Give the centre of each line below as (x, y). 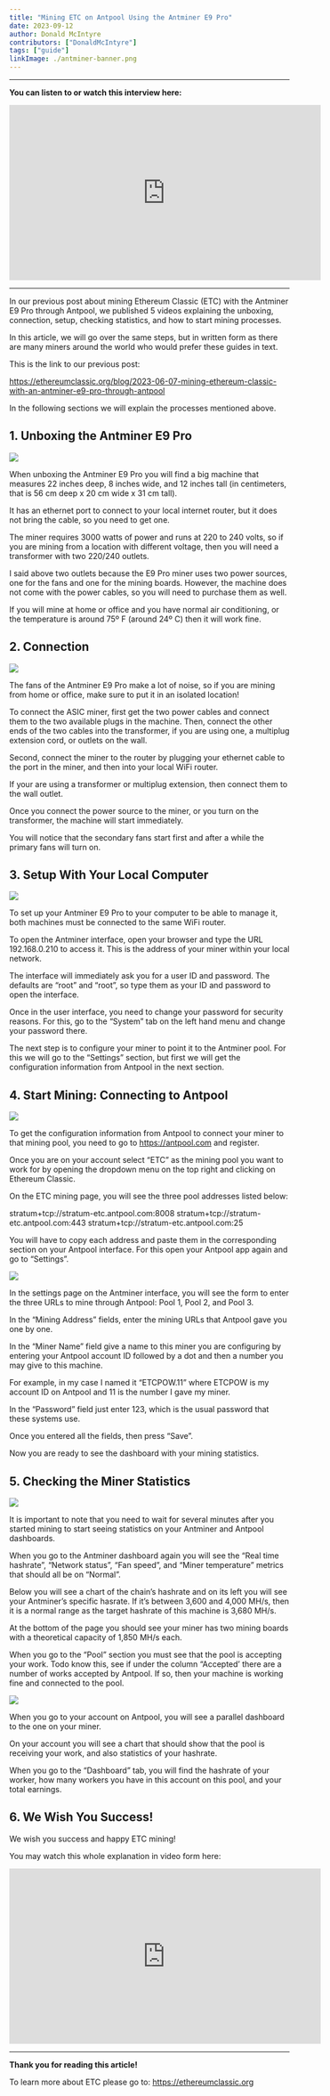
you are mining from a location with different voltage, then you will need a (144, 546)
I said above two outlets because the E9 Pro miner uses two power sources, (148, 573)
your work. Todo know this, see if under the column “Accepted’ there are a (145, 1664)
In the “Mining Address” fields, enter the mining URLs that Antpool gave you (148, 1320)
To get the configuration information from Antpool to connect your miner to (147, 1133)
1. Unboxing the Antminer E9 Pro (101, 436)
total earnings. (36, 1790)
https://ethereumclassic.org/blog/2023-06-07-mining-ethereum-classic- (143, 381)
